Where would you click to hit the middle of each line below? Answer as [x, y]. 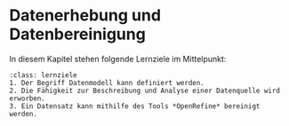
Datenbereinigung [78, 34]
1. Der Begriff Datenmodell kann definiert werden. [107, 83]
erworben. [28, 98]
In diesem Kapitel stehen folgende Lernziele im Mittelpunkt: [118, 59]
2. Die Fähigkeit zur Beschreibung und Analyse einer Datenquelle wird [144, 91]
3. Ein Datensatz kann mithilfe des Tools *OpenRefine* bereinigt [135, 106]
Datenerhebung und [85, 16]
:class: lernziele [43, 75]
